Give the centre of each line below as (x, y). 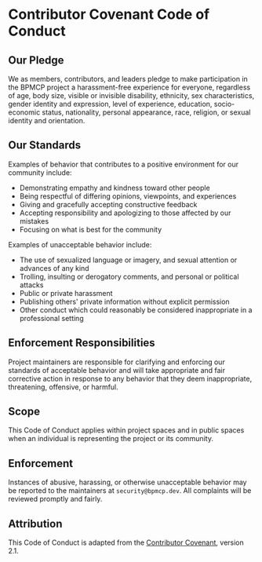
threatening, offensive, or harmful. (64, 387)
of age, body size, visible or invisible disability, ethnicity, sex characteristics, (131, 95)
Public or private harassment (66, 293)
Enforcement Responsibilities (82, 343)
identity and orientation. (47, 120)
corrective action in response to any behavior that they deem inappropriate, (130, 378)
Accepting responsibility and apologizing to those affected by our (125, 213)
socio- (224, 104)
